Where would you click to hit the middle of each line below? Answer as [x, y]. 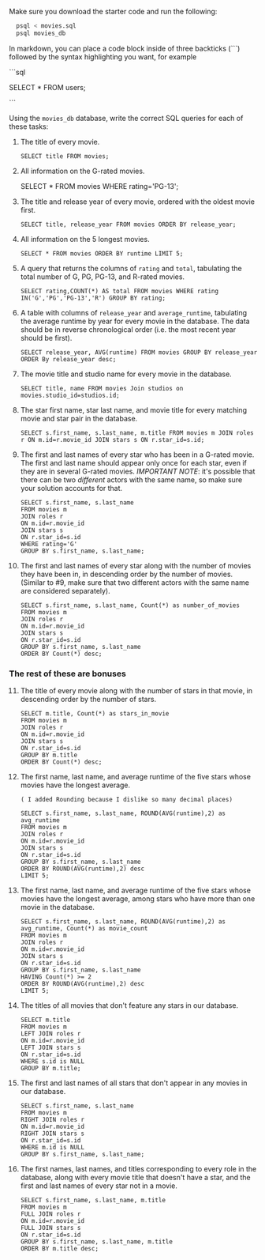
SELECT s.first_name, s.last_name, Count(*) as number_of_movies [130, 605]
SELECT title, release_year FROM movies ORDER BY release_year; [128, 224]
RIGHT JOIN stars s [52, 1134]
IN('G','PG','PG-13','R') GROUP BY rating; [93, 298]
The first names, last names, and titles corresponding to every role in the [138, 1169]
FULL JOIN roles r [50, 1214]
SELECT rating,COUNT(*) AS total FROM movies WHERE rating [119, 291]
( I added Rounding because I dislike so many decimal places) [127, 800]
